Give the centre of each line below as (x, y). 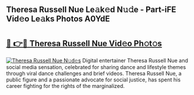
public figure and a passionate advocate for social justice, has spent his (93, 80)
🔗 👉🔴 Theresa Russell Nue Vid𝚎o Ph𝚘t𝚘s (84, 43)
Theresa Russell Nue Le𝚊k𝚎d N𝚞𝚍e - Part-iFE (91, 10)
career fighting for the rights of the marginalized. (66, 86)
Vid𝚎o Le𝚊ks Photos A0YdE (58, 19)
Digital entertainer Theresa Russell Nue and (135, 60)
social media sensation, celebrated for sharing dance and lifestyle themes (96, 67)
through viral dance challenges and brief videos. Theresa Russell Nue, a (94, 73)
